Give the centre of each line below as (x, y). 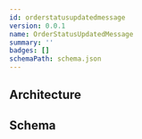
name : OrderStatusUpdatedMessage (71, 34)
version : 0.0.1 (38, 26)
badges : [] (29, 51)
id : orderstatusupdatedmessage (67, 17)
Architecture (46, 95)
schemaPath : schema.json (55, 59)
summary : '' (31, 42)
